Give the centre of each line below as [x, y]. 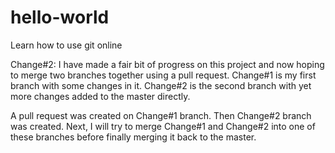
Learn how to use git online [66, 45]
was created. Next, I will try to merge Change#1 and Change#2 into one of [163, 126]
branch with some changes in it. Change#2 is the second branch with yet [161, 85]
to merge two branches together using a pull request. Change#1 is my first [163, 75]
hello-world [60, 17]
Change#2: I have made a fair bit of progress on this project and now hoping [167, 64]
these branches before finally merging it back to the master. [133, 137]
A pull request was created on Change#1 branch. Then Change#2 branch [161, 115]
